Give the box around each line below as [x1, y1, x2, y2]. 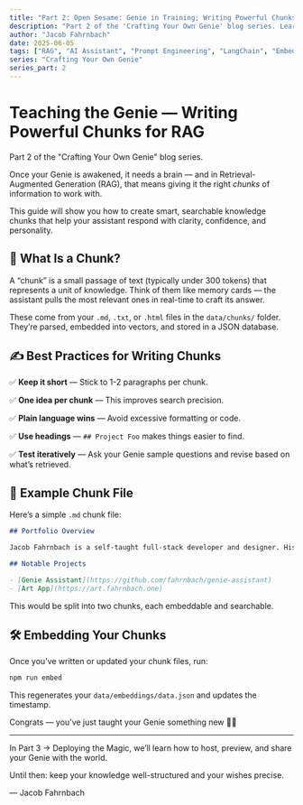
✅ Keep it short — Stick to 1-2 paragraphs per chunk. [9, 376, 209, 388]
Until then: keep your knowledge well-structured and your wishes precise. [9, 770, 284, 781]
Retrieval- [219, 169, 256, 180]
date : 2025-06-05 [9, 38, 75, 48]
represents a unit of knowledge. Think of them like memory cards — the [9, 284, 277, 295]
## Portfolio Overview [9, 527, 95, 536]
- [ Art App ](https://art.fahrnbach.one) [9, 584, 164, 593]
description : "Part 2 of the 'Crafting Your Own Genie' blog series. [9, 22, 277, 31]
